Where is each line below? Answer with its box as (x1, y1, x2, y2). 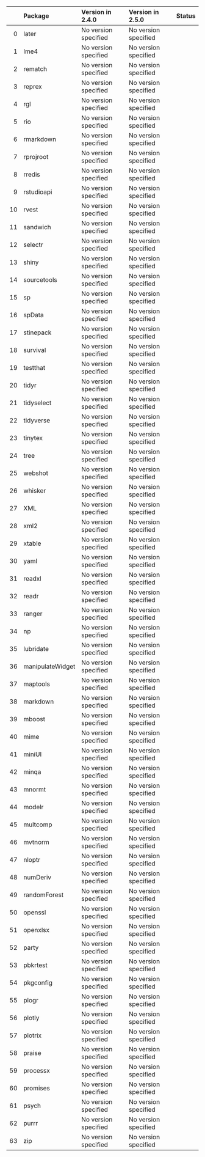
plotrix (23, 1031, 42, 1040)
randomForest (23, 891, 64, 899)
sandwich (23, 223, 51, 231)
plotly (23, 1014, 40, 1022)
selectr (23, 241, 44, 249)
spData (23, 311, 44, 319)
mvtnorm (23, 838, 50, 846)
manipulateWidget (23, 663, 76, 670)
